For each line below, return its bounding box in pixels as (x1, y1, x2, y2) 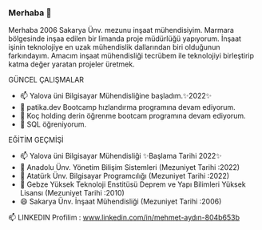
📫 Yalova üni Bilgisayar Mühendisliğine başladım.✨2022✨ (19, 91, 212, 101)
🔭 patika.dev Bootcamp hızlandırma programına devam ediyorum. (19, 103, 236, 112)
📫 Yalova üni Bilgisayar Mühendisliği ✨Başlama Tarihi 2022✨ (19, 151, 222, 161)
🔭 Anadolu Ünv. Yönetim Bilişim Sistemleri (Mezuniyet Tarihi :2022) (19, 163, 240, 172)
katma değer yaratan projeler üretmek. (8, 59, 135, 69)
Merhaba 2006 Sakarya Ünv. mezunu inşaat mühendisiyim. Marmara (8, 26, 234, 35)
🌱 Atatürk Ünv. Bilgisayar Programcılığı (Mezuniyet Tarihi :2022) (19, 171, 230, 181)
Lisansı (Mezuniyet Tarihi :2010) (19, 188, 125, 198)
